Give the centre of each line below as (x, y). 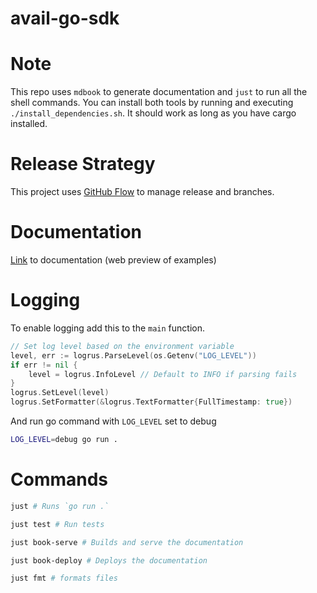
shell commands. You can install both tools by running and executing (152, 103)
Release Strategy (83, 164)
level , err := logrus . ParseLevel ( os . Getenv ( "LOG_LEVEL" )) (133, 355)
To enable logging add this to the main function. (108, 328)
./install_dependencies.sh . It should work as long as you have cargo (153, 113)
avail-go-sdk (65, 18)
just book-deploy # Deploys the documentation (109, 560)
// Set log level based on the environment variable (122, 346)
